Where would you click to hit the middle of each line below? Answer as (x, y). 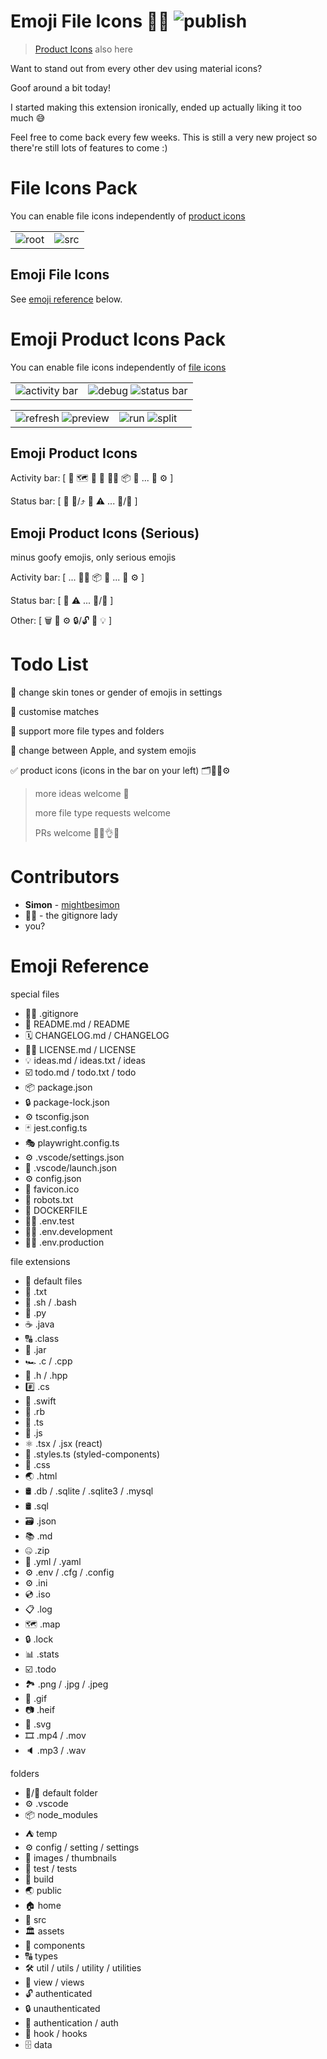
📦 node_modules (61, 1815)
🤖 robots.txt (49, 1200)
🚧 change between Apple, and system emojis (103, 751)
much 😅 (28, 117)
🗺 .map (42, 1624)
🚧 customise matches (55, 712)
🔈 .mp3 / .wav (55, 1751)
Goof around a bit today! (60, 87)
